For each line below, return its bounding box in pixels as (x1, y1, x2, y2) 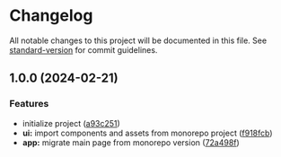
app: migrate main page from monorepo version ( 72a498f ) (22, 136, 240, 148)
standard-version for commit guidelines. (9, 44, 158, 55)
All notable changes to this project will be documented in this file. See (9, 35, 268, 46)
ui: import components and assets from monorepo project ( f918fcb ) (22, 127, 273, 138)
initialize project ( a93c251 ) (22, 118, 121, 128)
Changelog (9, 5, 93, 26)
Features (9, 98, 49, 110)
